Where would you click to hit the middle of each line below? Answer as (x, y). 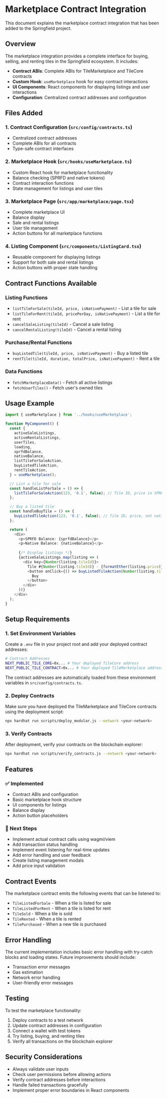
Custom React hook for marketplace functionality (63, 172)
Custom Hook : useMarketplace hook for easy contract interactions (80, 81)
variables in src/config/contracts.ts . (44, 683)
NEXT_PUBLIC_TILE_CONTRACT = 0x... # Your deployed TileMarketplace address (84, 668)
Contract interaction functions (43, 183)
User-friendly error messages (43, 982)
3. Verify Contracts (29, 734)
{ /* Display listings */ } (45, 553)
